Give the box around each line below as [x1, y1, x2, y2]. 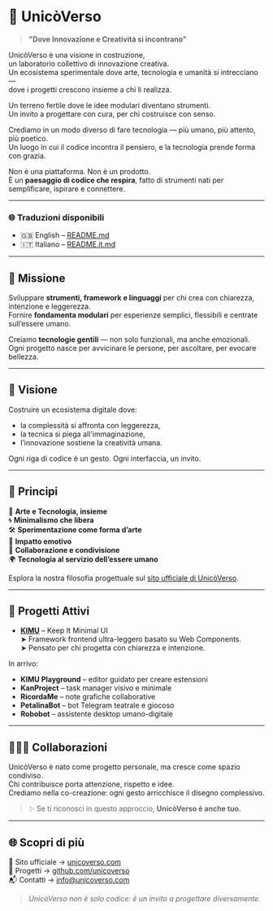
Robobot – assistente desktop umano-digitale [19, 709, 173, 719]
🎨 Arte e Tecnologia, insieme [8, 506, 108, 516]
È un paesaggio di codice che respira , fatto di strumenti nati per [8, 175, 224, 185]
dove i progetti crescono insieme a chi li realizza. [8, 85, 172, 94]
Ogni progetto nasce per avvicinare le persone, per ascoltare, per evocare [8, 344, 257, 353]
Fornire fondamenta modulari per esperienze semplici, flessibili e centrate [8, 310, 258, 320]
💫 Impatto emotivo [8, 537, 72, 546]
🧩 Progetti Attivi [8, 604, 90, 618]
